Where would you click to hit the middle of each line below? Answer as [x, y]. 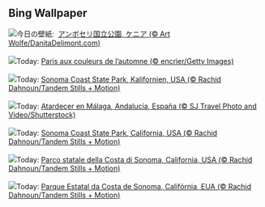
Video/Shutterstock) [42, 114]
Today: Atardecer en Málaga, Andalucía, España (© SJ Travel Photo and [137, 106]
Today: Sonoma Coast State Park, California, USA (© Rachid [117, 133]
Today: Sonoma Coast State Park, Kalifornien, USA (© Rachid [119, 79]
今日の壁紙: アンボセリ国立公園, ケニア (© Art [93, 34]
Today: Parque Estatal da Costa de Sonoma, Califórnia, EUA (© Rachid [134, 186]
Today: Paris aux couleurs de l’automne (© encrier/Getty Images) [125, 61]
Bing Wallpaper [48, 13]
